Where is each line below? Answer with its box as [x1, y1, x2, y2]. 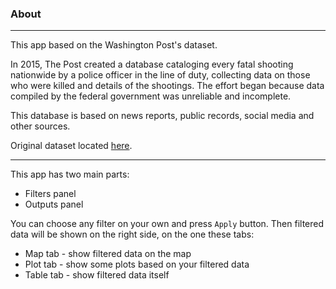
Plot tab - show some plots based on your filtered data [24, 258, 250, 271]
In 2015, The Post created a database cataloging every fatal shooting [10, 58, 294, 71]
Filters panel [24, 188, 77, 200]
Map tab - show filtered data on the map [24, 248, 192, 260]
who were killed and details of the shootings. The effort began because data [10, 80, 325, 92]
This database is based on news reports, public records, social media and [10, 110, 315, 122]
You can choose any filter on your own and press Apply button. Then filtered [10, 218, 325, 230]
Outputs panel [24, 198, 84, 211]
